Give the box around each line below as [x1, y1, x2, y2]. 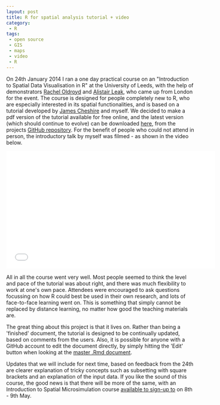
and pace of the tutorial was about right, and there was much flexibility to [6, 279, 186, 287]
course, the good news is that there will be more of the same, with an [6, 379, 176, 386]
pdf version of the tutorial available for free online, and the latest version [6, 113, 184, 120]
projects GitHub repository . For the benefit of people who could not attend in [6, 126, 194, 133]
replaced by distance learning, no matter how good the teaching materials [6, 305, 188, 312]
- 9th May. [6, 392, 32, 399]
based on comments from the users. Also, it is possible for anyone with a [6, 336, 185, 343]
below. [6, 139, 23, 146]
